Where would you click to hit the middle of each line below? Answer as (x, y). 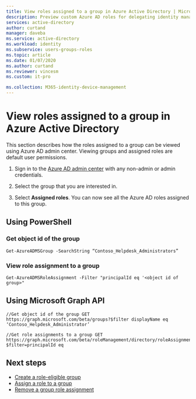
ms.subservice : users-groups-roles (49, 50)
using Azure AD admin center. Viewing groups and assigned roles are (90, 151)
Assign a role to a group (43, 383)
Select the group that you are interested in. (66, 186)
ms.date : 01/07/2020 (31, 60)
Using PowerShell (39, 222)
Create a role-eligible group (48, 377)
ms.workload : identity (34, 44)
